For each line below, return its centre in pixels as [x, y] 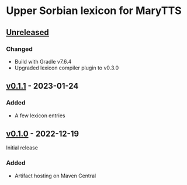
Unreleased [28, 32]
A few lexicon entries [40, 116]
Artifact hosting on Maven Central [55, 176]
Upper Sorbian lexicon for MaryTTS [94, 11]
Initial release [22, 148]
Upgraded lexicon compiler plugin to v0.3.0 [67, 68]
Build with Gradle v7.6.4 [43, 61]
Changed [20, 49]
